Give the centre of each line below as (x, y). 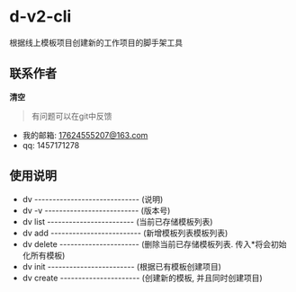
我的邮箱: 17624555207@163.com (85, 135)
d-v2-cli (40, 17)
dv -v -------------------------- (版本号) (96, 210)
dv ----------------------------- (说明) (93, 199)
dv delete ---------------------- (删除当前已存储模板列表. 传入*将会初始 (154, 243)
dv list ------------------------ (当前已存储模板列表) (117, 221)
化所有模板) (44, 255)
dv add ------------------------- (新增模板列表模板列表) (125, 233)
